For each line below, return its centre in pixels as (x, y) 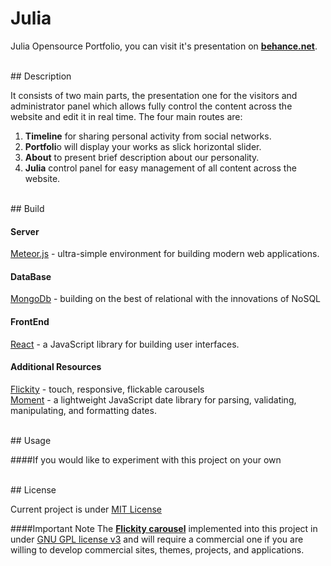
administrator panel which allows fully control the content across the (151, 106)
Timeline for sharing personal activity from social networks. (148, 136)
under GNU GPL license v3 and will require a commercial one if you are (157, 539)
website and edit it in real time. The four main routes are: (126, 116)
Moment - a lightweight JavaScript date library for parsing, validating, (153, 399)
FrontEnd (30, 321)
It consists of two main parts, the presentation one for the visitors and (154, 95)
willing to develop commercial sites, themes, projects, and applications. (157, 549)
